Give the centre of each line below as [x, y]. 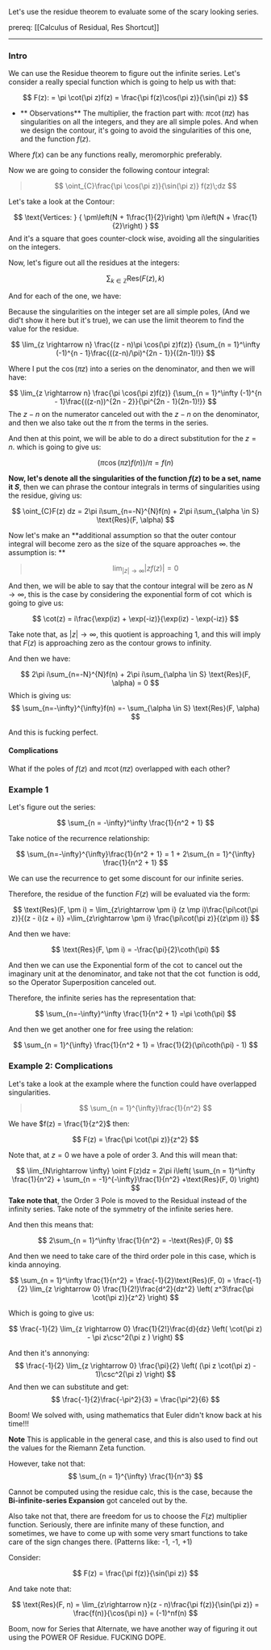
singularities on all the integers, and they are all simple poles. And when [139, 122]
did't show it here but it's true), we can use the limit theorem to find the [126, 320]
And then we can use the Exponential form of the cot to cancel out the [126, 966]
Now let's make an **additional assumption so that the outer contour [122, 536]
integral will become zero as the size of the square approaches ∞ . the [125, 544]
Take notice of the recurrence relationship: [79, 839]
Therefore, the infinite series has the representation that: [102, 998]
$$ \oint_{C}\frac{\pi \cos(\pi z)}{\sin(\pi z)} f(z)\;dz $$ [146, 186]
